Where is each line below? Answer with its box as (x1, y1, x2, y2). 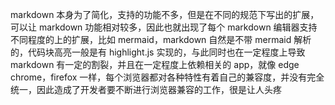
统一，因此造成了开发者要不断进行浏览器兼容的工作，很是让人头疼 (10, 84, 282, 95)
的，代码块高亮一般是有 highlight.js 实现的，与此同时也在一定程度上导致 (10, 46, 306, 58)
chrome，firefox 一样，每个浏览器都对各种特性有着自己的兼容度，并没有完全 (10, 71, 325, 83)
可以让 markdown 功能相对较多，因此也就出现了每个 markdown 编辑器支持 (10, 21, 318, 33)
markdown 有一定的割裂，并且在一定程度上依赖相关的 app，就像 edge (10, 59, 300, 70)
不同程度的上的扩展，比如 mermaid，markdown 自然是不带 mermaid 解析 (10, 34, 312, 45)
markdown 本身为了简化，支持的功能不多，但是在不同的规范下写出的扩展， (10, 9, 320, 20)
